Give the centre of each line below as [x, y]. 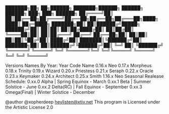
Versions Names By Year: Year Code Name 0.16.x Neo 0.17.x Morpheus [78, 66]
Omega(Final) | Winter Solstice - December [50, 92]
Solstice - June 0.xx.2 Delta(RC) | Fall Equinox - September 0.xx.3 [74, 87]
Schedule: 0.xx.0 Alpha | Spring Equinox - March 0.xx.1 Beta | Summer [78, 81]
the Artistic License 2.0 [29, 107]
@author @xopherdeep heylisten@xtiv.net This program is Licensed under [83, 102]
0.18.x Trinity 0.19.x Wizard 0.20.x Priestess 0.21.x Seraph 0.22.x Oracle [79, 71]
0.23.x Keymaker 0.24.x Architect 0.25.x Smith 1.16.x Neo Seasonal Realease [84, 76]
